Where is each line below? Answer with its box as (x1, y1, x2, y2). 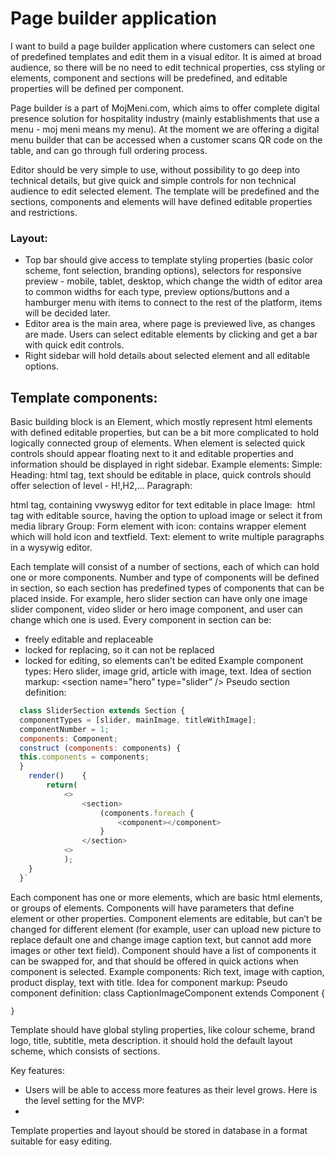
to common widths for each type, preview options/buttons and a (24, 286, 290, 298)
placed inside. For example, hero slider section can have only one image (10, 593, 308, 605)
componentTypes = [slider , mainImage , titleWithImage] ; (19, 715, 257, 725)
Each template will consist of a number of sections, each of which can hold (10, 561, 320, 573)
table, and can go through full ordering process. (10, 144, 208, 156)
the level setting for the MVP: (24, 1094, 145, 1106)
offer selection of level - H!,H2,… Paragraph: (10, 480, 193, 492)
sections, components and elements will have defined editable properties (10, 195, 313, 207)
